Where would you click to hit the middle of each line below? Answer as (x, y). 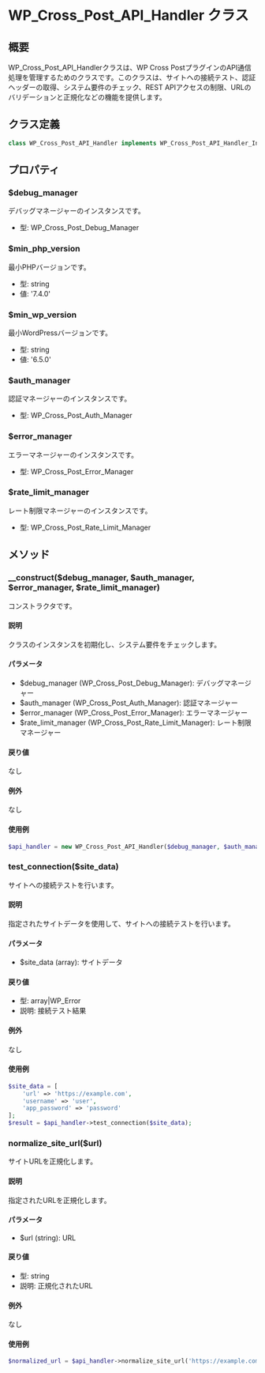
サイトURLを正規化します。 (52, 1161)
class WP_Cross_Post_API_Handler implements (82, 143)
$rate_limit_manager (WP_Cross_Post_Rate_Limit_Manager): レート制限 (135, 722)
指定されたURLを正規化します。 (60, 1200)
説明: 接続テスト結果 (53, 1011)
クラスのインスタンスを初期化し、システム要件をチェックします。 (115, 644)
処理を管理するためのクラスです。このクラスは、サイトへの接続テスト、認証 (132, 77)
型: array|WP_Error (50, 1001)
